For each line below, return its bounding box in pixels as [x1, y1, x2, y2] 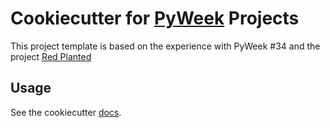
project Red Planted [10, 50, 92, 62]
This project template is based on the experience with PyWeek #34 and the [10, 40, 321, 52]
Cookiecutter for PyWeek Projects [10, 7, 300, 30]
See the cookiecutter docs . [10, 106, 122, 118]
